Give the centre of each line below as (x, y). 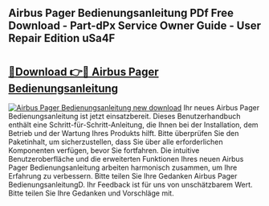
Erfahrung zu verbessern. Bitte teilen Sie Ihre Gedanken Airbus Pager (123, 176)
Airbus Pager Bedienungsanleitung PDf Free (121, 13)
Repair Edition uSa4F (62, 38)
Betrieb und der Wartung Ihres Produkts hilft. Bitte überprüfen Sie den (124, 133)
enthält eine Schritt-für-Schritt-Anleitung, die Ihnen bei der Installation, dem (133, 125)
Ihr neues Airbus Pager (221, 107)
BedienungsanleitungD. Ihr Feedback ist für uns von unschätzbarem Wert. (130, 185)
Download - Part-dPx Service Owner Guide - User (134, 26)
